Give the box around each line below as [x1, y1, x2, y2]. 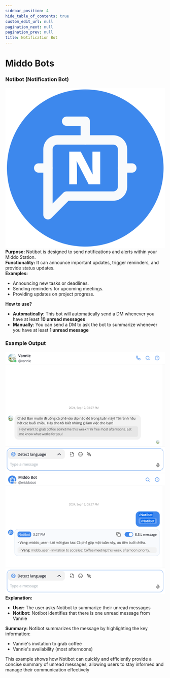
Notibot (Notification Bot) [5, 76, 70, 83]
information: [5, 631, 31, 637]
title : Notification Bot [5, 35, 58, 40]
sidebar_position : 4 [5, 8, 49, 13]
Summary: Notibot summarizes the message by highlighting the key [5, 626, 148, 632]
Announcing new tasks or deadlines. [12, 280, 89, 286]
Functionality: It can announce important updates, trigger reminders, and [5, 260, 159, 266]
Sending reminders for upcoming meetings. [12, 286, 104, 292]
